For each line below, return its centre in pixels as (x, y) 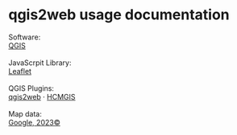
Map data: (25, 113)
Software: (25, 37)
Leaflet (20, 71)
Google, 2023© (34, 122)
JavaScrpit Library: (40, 63)
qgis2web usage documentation (119, 15)
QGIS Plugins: (31, 88)
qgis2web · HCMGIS (42, 96)
